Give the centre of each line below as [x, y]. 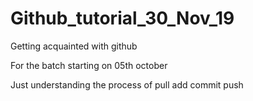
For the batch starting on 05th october [89, 65]
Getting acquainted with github [74, 46]
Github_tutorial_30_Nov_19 [122, 18]
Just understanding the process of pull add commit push [127, 84]
